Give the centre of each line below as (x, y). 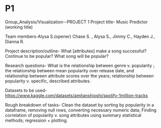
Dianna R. (15, 41)
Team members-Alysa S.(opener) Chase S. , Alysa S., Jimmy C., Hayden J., (80, 36)
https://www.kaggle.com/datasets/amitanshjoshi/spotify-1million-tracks (76, 96)
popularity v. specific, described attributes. (48, 81)
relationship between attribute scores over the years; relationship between (80, 76)
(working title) (19, 27)
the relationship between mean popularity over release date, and (70, 70)
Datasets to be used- (26, 90)
